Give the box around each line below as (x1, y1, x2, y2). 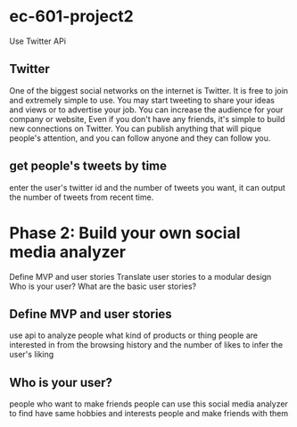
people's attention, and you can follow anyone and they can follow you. (9, 132, 271, 144)
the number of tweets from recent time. (9, 192, 154, 202)
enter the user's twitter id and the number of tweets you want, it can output (9, 182, 285, 193)
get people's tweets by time (9, 159, 168, 174)
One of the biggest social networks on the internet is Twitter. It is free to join (9, 85, 288, 95)
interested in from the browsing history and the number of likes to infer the (9, 340, 284, 350)
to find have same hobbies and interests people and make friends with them (9, 408, 289, 419)
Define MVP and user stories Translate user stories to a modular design (9, 271, 272, 282)
